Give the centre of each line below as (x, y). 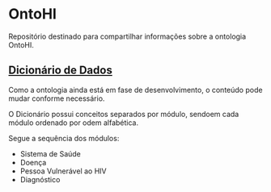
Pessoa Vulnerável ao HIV (63, 171)
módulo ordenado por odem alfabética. (74, 123)
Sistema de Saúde (50, 153)
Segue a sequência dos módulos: (64, 138)
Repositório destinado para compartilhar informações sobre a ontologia (127, 36)
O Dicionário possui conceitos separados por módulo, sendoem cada (124, 114)
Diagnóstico (40, 179)
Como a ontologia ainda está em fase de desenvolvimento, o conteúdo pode (135, 90)
